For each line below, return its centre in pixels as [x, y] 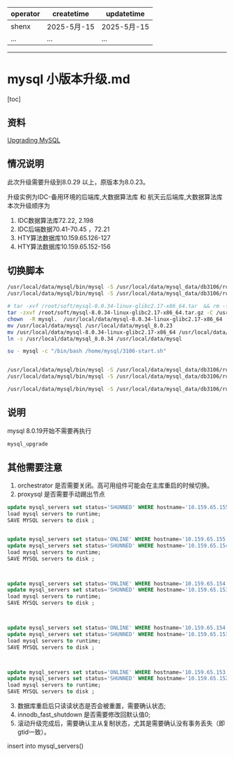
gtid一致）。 [33, 732]
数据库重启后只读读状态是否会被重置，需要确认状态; [92, 706]
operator [25, 14]
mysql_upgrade [28, 444]
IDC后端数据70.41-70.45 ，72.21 [63, 229]
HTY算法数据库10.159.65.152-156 [64, 247]
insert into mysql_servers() [45, 746]
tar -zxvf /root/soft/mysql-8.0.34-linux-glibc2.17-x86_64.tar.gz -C [110, 313]
